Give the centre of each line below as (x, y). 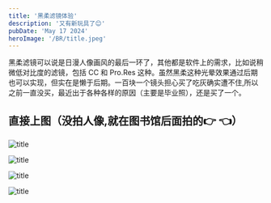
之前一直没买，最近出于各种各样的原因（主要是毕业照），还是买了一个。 (127, 93)
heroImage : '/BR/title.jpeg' (57, 38)
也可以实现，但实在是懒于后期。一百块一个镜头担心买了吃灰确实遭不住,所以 (133, 82)
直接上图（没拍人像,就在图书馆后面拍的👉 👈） (125, 121)
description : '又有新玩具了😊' (57, 23)
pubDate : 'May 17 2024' (49, 31)
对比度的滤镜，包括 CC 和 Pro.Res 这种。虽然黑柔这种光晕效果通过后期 (140, 73)
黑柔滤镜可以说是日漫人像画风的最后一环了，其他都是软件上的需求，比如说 (132, 62)
